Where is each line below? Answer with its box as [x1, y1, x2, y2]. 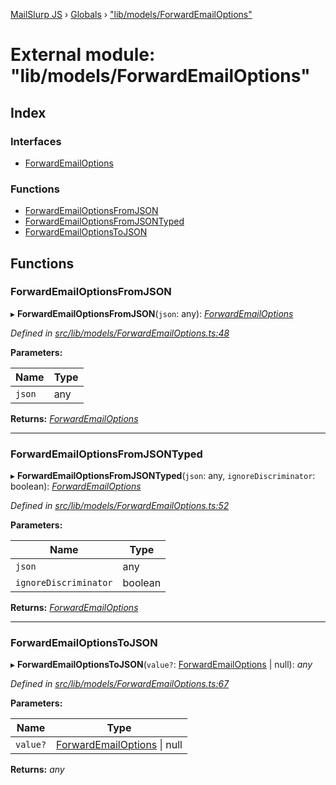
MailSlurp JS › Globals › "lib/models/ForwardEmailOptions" [10, 9, 253, 20]
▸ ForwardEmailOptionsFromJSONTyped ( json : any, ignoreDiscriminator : [10, 470, 316, 482]
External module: [10, 44, 156, 66]
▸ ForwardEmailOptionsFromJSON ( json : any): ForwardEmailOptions [10, 307, 294, 319]
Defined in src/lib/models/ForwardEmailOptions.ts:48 [10, 327, 230, 339]
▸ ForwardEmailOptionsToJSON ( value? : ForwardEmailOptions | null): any [10, 659, 313, 671]
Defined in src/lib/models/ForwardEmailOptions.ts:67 [10, 678, 230, 690]
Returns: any [10, 764, 65, 776]
